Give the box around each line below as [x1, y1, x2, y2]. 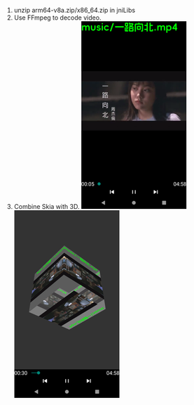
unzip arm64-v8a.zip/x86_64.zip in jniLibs [13, 6, 135, 14]
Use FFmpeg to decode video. [13, 13, 102, 22]
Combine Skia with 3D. [13, 202, 80, 210]
